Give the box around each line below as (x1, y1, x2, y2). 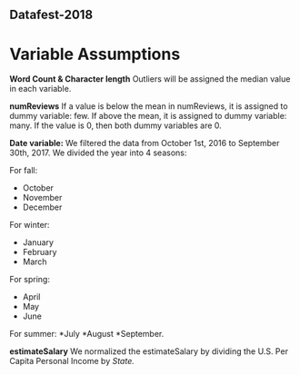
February (22, 247, 57, 258)
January (22, 237, 55, 248)
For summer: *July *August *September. (9, 329, 165, 340)
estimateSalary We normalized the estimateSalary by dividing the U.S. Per (9, 346, 289, 357)
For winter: (9, 220, 50, 231)
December (22, 202, 63, 212)
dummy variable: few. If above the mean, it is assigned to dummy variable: (9, 111, 287, 122)
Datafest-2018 (9, 7, 94, 23)
